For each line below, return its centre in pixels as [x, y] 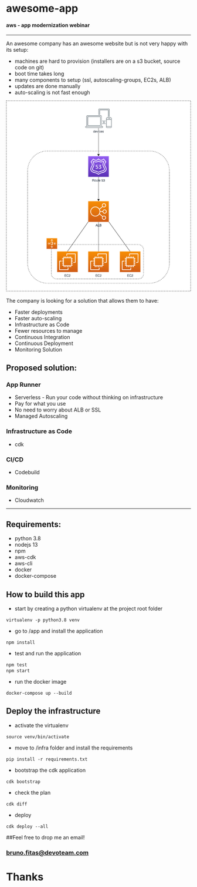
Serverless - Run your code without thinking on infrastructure [89, 397]
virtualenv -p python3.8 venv [43, 620]
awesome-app [42, 9]
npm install [21, 642]
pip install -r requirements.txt [47, 759]
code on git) [29, 68]
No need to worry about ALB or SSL [58, 410]
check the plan [33, 792]
